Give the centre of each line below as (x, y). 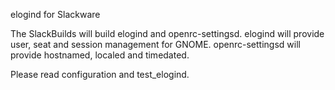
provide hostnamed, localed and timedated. (100, 55)
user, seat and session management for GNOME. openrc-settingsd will (155, 44)
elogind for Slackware (55, 14)
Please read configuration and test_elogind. (100, 74)
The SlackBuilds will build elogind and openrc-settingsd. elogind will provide (167, 33)
